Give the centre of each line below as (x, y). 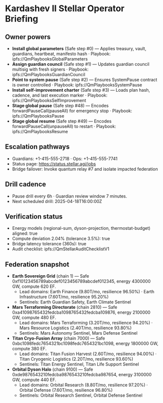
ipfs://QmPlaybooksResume (40, 131)
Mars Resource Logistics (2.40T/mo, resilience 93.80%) (75, 328)
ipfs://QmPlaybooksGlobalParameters (50, 59)
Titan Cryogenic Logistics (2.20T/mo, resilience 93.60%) (76, 359)
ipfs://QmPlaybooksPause (38, 116)
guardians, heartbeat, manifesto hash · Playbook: (61, 54)
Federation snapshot (37, 264)
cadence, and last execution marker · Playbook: (60, 95)
